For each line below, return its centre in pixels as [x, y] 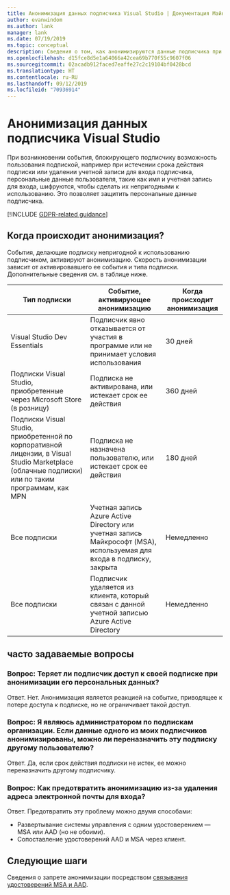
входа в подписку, [121, 559]
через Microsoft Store [46, 400]
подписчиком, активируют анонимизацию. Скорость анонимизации [107, 259]
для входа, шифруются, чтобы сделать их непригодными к [93, 186]
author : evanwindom [35, 20]
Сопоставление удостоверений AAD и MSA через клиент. [101, 839]
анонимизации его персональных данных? [83, 683]
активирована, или [121, 387]
